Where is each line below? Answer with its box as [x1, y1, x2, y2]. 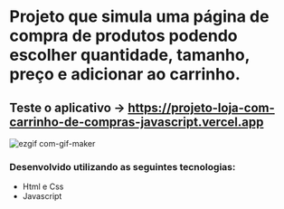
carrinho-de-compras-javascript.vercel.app [9, 114, 264, 129]
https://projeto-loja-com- [128, 100, 276, 115]
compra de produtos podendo [9, 25, 238, 46]
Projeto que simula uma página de [9, 6, 270, 27]
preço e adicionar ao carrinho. [9, 64, 241, 85]
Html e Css [22, 181, 64, 192]
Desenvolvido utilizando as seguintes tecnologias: [9, 160, 236, 173]
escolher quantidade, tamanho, [9, 45, 251, 65]
